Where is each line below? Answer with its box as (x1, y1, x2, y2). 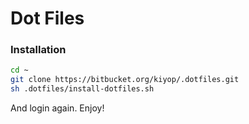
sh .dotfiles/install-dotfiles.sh (10, 84, 155, 94)
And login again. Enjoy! (10, 102, 105, 114)
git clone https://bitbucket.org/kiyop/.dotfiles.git (10, 75, 240, 85)
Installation (10, 43, 67, 57)
